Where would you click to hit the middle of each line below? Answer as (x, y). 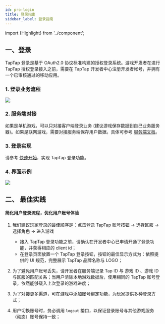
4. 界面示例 (18, 172)
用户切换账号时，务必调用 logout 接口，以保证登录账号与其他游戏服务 (83, 310)
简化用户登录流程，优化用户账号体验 (42, 213)
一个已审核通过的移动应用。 (33, 75)
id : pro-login (20, 10)
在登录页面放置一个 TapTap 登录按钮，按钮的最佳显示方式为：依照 (87, 254)
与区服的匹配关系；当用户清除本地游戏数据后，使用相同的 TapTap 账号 (84, 277)
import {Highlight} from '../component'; (45, 33)
